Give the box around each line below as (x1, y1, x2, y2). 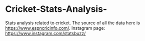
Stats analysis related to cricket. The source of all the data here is (5, 20, 140, 26)
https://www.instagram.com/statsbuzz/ (5, 30, 86, 36)
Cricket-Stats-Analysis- (5, 3, 107, 15)
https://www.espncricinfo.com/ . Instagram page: (5, 25, 105, 31)
